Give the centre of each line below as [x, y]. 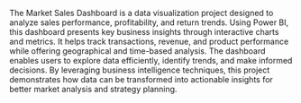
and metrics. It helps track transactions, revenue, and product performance [149, 41]
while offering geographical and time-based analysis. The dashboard [137, 51]
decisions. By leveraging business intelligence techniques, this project [140, 70]
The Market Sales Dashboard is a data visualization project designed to [141, 13]
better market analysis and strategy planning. [93, 89]
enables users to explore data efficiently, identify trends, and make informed [151, 60]
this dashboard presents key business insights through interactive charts [144, 32]
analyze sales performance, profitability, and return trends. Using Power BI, [149, 22]
